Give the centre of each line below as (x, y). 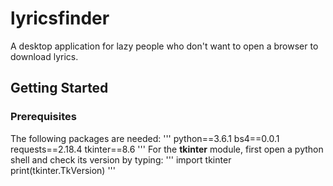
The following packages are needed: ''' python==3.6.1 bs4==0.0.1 (145, 138)
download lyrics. (44, 56)
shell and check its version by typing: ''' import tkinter (121, 159)
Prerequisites (43, 117)
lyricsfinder (60, 18)
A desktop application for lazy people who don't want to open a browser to (164, 46)
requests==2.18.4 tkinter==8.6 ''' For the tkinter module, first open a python (167, 149)
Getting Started (59, 88)
